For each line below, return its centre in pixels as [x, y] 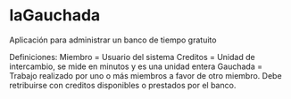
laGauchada [55, 15]
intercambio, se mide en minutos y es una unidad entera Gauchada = [136, 66]
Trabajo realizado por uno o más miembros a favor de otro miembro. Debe [146, 75]
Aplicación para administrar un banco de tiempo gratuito [113, 40]
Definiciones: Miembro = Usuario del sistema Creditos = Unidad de [133, 57]
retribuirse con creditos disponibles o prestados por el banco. [123, 85]
